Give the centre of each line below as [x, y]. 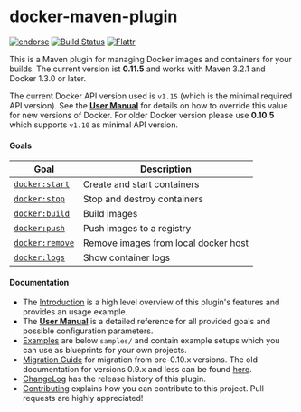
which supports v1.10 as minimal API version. [94, 125]
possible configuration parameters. [88, 331]
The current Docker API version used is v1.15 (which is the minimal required [151, 96]
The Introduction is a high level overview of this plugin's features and [151, 302]
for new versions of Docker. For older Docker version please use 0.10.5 [142, 115]
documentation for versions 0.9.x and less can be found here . [137, 370]
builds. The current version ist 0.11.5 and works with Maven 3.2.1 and [137, 69]
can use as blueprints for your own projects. [104, 351]
